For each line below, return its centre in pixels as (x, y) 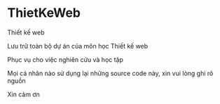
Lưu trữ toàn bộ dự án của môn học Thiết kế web (78, 46)
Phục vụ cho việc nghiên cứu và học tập (66, 59)
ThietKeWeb (44, 13)
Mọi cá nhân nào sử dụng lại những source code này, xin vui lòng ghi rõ (110, 73)
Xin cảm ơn (23, 94)
